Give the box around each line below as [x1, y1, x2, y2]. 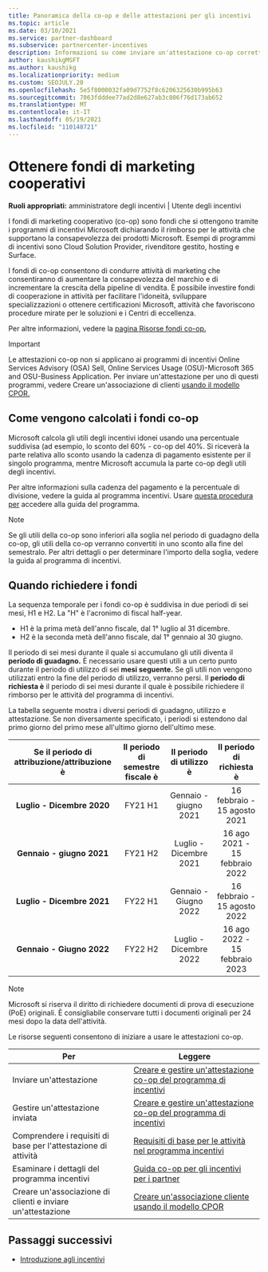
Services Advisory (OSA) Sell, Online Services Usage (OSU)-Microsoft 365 [8, 363, 254, 372]
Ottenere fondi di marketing [8, 157, 195, 176]
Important [8, 339, 41, 348]
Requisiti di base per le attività [132, 1135, 246, 1147]
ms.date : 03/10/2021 [8, 26, 77, 34]
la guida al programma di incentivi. [8, 556, 122, 565]
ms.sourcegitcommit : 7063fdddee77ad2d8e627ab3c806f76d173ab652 [8, 93, 223, 101]
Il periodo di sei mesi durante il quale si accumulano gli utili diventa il [8, 648, 234, 657]
